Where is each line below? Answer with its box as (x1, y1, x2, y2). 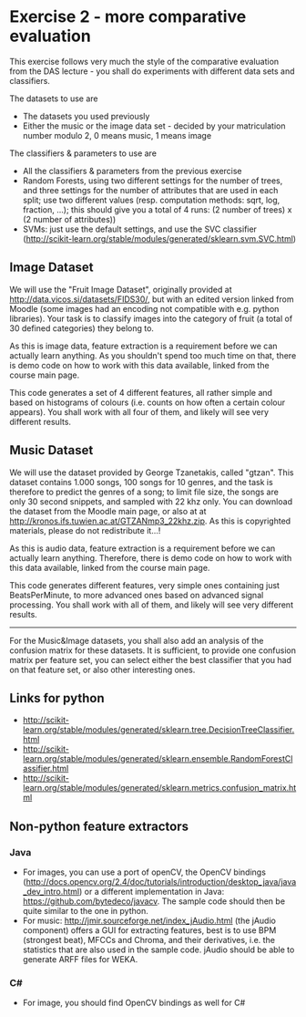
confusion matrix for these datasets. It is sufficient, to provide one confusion (9, 645, 296, 656)
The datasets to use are (9, 93, 98, 104)
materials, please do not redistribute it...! (9, 524, 161, 535)
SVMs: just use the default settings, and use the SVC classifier (22, 223, 258, 234)
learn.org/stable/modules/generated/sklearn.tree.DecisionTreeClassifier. (22, 724, 295, 735)
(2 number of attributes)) (22, 213, 117, 224)
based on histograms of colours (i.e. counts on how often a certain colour (9, 397, 285, 408)
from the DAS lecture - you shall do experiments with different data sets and (9, 66, 295, 77)
